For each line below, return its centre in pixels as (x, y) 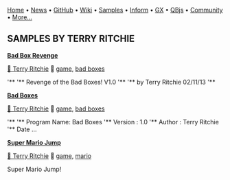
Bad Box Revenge (33, 55)
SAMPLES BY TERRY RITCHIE (71, 39)
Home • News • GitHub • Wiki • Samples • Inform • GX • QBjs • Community (115, 10)
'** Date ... (22, 129)
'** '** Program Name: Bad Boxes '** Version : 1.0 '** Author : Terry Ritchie (113, 122)
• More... (20, 17)
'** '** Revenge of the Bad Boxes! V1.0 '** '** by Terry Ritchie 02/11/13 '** (111, 82)
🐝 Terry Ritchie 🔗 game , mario (49, 156)
